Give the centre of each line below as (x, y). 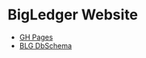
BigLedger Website (73, 15)
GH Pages (36, 37)
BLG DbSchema (46, 45)
